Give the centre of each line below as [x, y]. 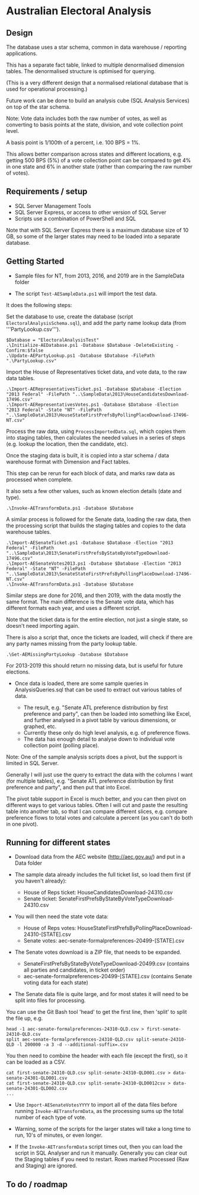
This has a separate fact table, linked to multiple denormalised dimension [95, 65]
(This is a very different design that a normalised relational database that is [97, 83]
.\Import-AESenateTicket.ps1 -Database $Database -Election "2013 [90, 543]
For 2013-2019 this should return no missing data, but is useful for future [94, 665]
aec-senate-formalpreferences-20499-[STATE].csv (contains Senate [108, 976]
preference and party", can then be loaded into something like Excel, [107, 713]
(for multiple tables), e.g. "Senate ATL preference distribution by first [90, 781]
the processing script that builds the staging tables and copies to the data [96, 525]
